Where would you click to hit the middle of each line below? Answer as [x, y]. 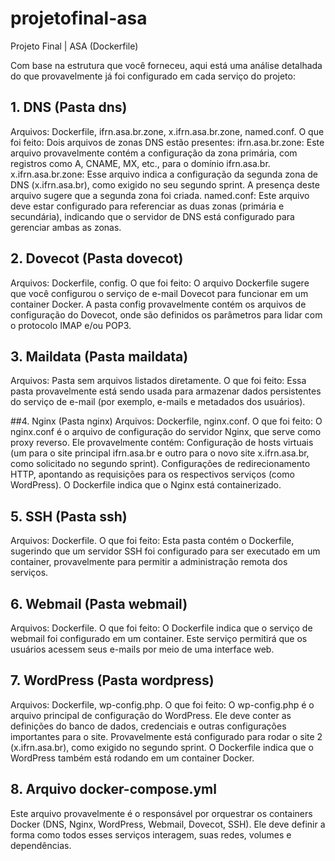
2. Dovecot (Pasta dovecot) [97, 258]
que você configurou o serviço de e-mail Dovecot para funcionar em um [159, 293]
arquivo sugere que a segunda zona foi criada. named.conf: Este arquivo [160, 195]
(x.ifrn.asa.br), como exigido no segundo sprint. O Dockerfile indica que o [162, 747]
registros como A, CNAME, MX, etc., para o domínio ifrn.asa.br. [140, 163]
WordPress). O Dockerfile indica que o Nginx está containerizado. [146, 485]
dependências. [41, 845]
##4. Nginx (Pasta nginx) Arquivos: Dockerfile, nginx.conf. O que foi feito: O [166, 421]
